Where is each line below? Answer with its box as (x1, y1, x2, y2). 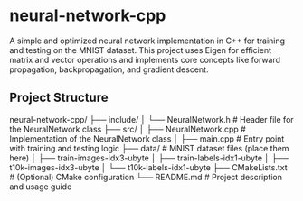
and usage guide (9, 181, 72, 192)
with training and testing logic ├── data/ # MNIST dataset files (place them (9, 142, 289, 153)
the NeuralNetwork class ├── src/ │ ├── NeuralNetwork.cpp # (9, 123, 246, 134)
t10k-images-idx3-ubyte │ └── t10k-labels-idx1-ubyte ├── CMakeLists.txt (9, 161, 288, 172)
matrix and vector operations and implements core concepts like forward (9, 54, 281, 65)
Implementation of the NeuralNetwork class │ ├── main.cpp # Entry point (9, 132, 285, 144)
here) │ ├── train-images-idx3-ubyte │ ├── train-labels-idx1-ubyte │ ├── (9, 152, 289, 163)
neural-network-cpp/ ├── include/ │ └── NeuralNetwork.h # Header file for (9, 114, 294, 124)
